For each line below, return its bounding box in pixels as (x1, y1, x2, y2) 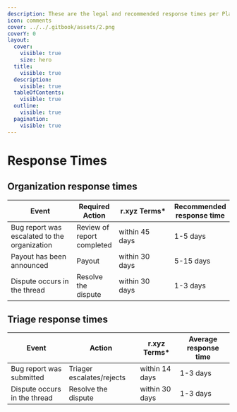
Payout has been (11, 252, 67, 261)
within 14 (140, 364, 171, 374)
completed (76, 240, 112, 249)
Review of (76, 222, 109, 232)
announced (11, 260, 49, 270)
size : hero (20, 57, 52, 64)
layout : (7, 37, 30, 44)
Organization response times (7, 181, 138, 193)
